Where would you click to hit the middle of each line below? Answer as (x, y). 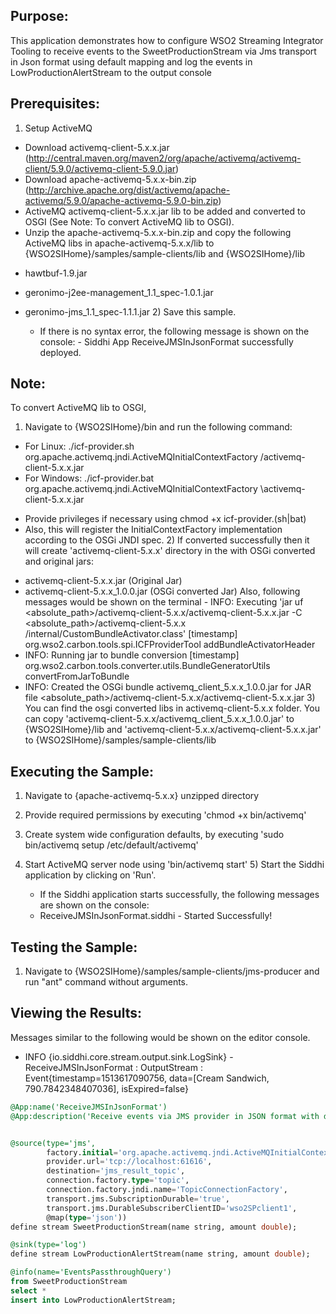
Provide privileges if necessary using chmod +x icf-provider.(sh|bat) (165, 519)
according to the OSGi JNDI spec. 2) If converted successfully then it (167, 540)
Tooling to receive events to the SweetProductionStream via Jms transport (163, 51)
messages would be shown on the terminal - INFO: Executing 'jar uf (164, 602)
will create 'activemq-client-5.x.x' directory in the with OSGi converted (170, 551)
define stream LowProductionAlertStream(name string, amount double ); (160, 1254)
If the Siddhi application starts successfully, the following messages (179, 895)
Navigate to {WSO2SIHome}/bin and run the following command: (158, 427)
